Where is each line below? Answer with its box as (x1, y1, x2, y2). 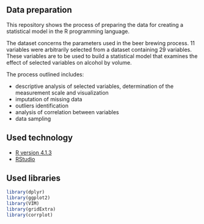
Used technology (6, 132, 73, 143)
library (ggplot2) (6, 195, 51, 201)
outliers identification (15, 102, 69, 109)
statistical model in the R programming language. (6, 27, 130, 35)
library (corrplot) (6, 212, 53, 218)
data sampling (15, 115, 51, 122)
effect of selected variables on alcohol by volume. (6, 59, 133, 66)
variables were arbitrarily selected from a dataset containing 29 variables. (6, 46, 192, 53)
